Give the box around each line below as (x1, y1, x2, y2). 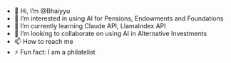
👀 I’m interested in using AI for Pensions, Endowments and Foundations (14, 14, 224, 23)
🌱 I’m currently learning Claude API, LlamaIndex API (14, 22, 166, 30)
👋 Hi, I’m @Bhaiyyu (14, 7, 71, 15)
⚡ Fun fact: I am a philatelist (14, 48, 96, 56)
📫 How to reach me (14, 38, 73, 45)
